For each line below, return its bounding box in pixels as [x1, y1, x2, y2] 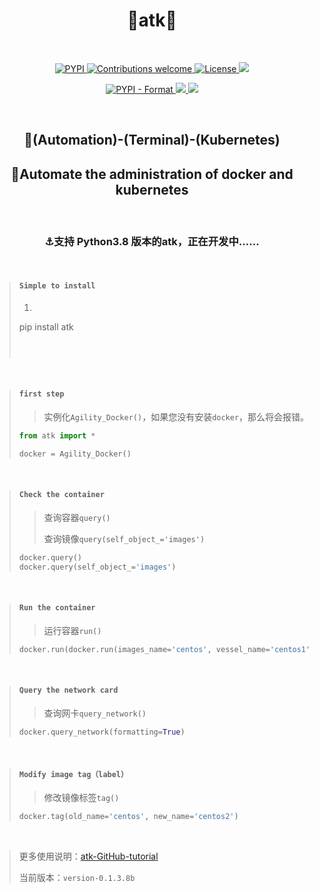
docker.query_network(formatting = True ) [18, 727, 186, 737]
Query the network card [18, 685, 119, 696]
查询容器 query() [43, 511, 111, 523]
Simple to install [18, 281, 96, 291]
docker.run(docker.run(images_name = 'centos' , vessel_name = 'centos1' [18, 644, 311, 654]
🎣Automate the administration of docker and [10, 165, 294, 183]
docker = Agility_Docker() [18, 449, 132, 459]
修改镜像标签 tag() [43, 791, 120, 803]
